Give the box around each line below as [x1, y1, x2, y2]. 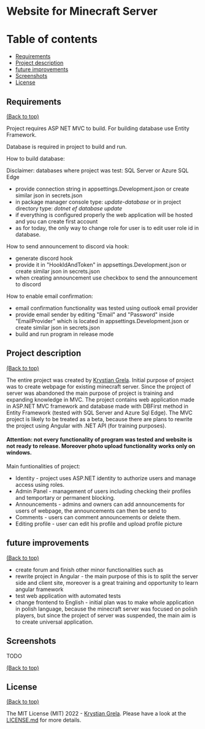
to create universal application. [15, 618, 94, 625]
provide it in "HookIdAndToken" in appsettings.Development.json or [15, 261, 187, 268]
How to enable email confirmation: [6, 292, 93, 300]
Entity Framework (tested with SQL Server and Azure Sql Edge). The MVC [6, 409, 193, 416]
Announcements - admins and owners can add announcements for [15, 500, 185, 508]
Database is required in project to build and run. [6, 143, 127, 150]
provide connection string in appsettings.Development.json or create [15, 185, 189, 193]
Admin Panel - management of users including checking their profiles [15, 487, 191, 495]
